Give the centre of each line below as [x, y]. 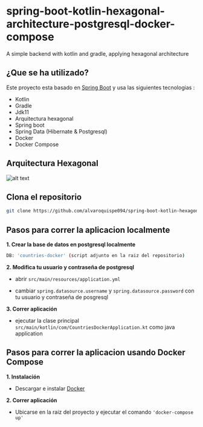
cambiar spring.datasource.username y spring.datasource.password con [105, 291]
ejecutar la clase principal [47, 320]
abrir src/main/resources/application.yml [68, 279]
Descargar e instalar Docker [50, 388]
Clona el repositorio [44, 197]
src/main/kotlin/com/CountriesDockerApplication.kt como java [95, 327]
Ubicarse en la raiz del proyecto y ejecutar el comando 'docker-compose [104, 412]
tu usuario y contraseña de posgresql [62, 297]
